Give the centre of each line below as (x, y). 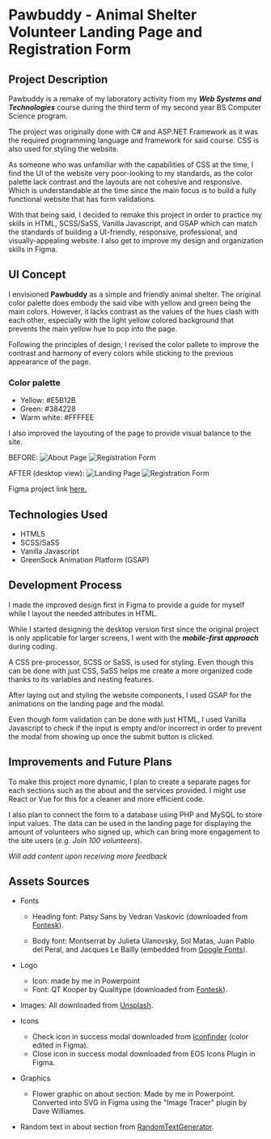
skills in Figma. (33, 249)
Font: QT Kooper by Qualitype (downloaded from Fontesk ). (130, 990)
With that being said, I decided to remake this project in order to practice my (135, 215)
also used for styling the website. (64, 149)
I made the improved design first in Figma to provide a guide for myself (127, 605)
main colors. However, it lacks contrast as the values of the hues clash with (133, 311)
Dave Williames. (59, 1111)
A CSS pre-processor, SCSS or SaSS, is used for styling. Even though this (131, 662)
